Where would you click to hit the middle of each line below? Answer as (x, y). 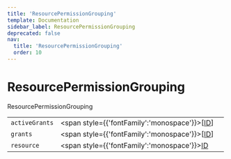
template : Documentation (43, 20)
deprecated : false (34, 33)
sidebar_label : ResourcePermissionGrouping (71, 26)
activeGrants (32, 122)
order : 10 (27, 53)
